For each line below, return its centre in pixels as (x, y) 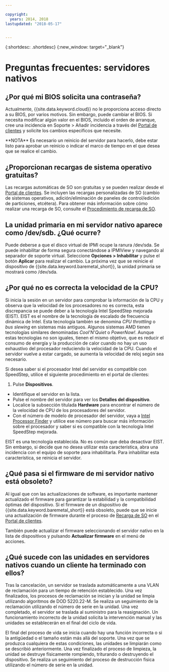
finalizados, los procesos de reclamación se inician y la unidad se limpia (80, 596)
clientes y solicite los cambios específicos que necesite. (64, 131)
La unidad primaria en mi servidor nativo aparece (84, 225)
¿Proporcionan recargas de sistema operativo (79, 167)
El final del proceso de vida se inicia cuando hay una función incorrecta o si (84, 633)
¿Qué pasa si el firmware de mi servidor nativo (80, 474)
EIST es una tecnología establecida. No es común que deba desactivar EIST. (84, 441)
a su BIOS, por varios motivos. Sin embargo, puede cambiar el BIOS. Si (79, 115)
